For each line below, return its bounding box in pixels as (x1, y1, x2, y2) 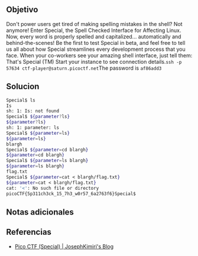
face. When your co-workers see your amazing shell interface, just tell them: (6, 51, 193, 59)
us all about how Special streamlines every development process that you (6, 46, 186, 53)
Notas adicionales (6, 207, 74, 217)
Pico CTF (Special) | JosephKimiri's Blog (14, 242, 114, 250)
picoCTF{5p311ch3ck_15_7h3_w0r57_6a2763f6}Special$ (6, 190, 136, 197)
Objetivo (6, 5, 38, 15)
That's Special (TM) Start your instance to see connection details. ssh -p (6, 58, 182, 65)
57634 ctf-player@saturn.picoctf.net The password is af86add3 (6, 64, 162, 72)
